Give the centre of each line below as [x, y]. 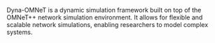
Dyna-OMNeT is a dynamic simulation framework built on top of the [104, 10]
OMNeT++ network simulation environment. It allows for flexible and [105, 17]
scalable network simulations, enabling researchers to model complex [107, 25]
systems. [20, 32]
